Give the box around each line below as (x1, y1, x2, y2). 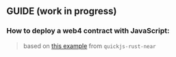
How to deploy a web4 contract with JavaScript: (6, 26, 170, 36)
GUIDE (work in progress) (6, 5, 117, 17)
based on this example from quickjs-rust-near (23, 41, 156, 50)
